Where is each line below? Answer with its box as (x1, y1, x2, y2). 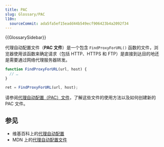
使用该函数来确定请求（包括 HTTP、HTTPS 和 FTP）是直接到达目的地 (13, 51, 155, 57)
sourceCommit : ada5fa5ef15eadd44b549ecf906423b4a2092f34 (9, 21, 129, 26)
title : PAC (5, 7, 28, 12)
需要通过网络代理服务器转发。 (9, 57, 70, 63)
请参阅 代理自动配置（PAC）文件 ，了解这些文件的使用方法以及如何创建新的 (5, 94, 156, 100)
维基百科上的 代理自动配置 (12, 130, 65, 136)
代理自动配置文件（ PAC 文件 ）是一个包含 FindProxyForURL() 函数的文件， (5, 45, 154, 51)
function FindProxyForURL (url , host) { (5, 67, 87, 72)
